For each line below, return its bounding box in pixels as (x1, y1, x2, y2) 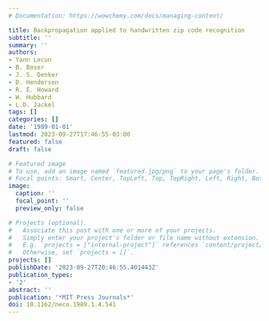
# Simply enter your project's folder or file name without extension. (8, 234, 260, 242)
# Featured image (8, 159, 66, 168)
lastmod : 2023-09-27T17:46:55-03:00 (8, 130, 130, 138)
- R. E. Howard (8, 86, 59, 94)
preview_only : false (15, 204, 84, 212)
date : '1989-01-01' (8, 123, 74, 131)
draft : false (8, 145, 52, 153)
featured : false (8, 138, 62, 146)
